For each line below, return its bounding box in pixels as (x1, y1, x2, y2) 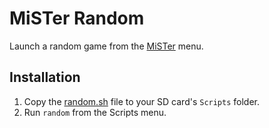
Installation (9, 69, 81, 86)
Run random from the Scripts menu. (23, 106, 167, 118)
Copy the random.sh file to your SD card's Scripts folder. (23, 95, 261, 107)
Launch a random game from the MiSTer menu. (9, 40, 204, 52)
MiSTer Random (9, 7, 145, 30)
